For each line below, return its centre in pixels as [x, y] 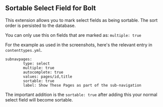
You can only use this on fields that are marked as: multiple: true [73, 35]
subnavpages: [19, 59]
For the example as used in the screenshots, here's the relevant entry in [79, 45]
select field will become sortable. [39, 100]
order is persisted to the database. [41, 25]
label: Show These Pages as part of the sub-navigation [82, 85]
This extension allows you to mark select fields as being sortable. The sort [81, 20]
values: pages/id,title [48, 77]
